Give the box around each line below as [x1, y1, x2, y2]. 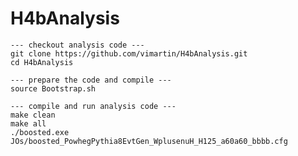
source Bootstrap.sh [10, 83, 97, 94]
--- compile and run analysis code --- [10, 101, 177, 111]
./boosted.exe [10, 127, 70, 137]
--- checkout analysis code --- [10, 40, 145, 50]
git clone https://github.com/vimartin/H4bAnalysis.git [10, 48, 248, 59]
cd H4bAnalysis [10, 57, 74, 67]
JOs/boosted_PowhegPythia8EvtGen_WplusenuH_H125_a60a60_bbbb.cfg [10, 136, 288, 146]
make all [10, 118, 47, 129]
